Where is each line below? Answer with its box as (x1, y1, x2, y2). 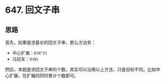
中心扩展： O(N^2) (12, 50, 48, 55)
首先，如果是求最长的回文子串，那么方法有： (5, 40, 96, 45)
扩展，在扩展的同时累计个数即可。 (9, 73, 79, 79)
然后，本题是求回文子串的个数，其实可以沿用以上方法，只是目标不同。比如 (5, 67, 156, 72)
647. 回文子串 (5, 4, 60, 16)
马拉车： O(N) (12, 56, 39, 62)
